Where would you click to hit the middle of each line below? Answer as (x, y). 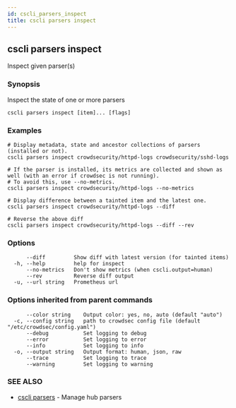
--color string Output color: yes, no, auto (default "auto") (124, 315)
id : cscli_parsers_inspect (47, 14)
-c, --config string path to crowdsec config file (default (107, 321)
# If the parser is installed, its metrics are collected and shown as (115, 169)
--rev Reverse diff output (80, 276)
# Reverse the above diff (45, 219)
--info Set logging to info (84, 346)
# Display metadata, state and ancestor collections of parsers (104, 145)
